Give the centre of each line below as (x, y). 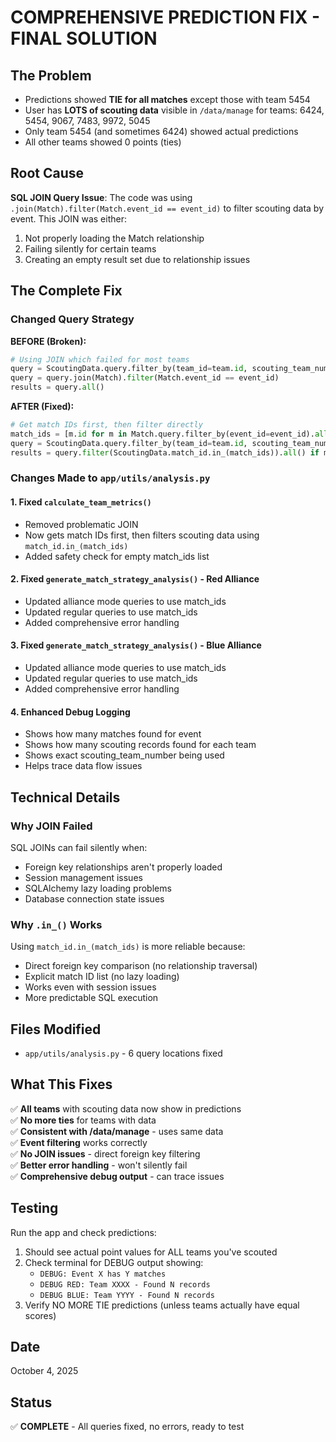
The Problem (51, 75)
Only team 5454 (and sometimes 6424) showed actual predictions (161, 131)
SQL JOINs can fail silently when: (79, 847)
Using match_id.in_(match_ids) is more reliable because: (128, 947)
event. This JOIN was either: (68, 218)
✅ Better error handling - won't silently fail (99, 1165)
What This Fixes (61, 1084)
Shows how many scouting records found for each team (140, 745)
